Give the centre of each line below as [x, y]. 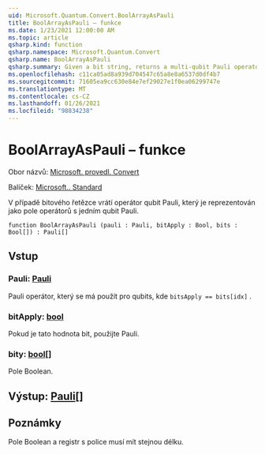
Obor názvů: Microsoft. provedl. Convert [74, 171]
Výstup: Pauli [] [46, 396]
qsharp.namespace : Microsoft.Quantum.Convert [84, 52]
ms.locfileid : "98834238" [50, 111]
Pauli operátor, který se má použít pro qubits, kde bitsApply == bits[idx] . [130, 296]
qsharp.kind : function [45, 45]
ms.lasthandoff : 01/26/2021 [54, 103]
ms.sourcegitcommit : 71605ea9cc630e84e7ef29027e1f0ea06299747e [114, 81]
